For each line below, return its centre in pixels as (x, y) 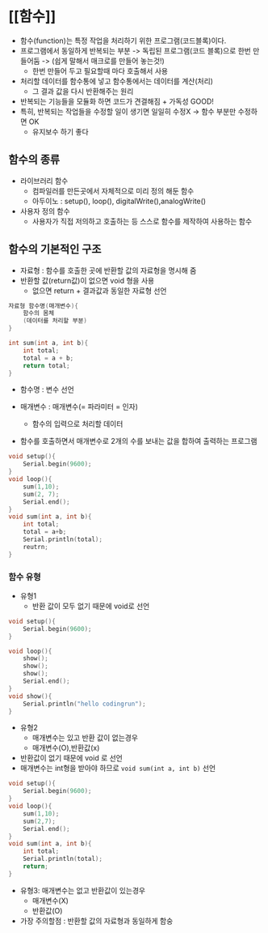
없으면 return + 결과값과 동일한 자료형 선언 (99, 290)
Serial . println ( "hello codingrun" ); (85, 704)
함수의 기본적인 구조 (55, 249)
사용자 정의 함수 (45, 211)
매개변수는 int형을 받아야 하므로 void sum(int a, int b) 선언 (118, 768)
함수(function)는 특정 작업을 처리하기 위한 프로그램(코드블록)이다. (123, 40)
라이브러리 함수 (44, 181)
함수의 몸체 (39, 313)
